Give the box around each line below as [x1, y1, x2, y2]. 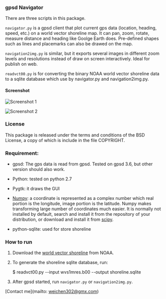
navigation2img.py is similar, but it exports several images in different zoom [5, 50, 160, 56]
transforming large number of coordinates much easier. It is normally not [12, 206, 161, 212]
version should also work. [12, 166, 66, 172]
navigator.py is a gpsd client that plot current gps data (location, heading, [5, 25, 157, 31]
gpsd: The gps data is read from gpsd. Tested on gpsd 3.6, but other [12, 161, 153, 167]
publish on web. [5, 61, 38, 67]
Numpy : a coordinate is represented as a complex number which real [12, 195, 154, 201]
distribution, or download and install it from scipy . [12, 216, 114, 223]
